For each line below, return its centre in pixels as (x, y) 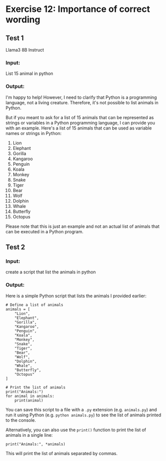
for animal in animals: (30, 396)
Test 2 (15, 247)
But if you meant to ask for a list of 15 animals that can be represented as (80, 117)
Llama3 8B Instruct (25, 50)
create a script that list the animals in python (51, 272)
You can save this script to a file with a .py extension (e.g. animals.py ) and (81, 409)
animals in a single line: (29, 435)
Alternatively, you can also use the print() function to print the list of (76, 430)
